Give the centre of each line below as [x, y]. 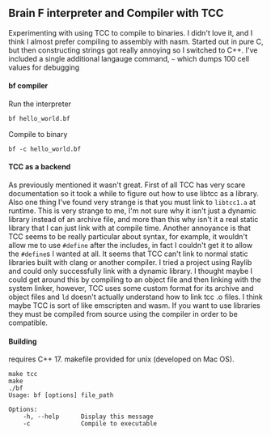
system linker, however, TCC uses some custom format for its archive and [131, 289]
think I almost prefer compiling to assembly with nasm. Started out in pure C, [136, 41]
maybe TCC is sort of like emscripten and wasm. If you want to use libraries [134, 306]
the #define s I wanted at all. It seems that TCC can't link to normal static [128, 254]
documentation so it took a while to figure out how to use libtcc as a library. [133, 194]
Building [23, 341]
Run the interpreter [40, 104]
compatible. [28, 323]
